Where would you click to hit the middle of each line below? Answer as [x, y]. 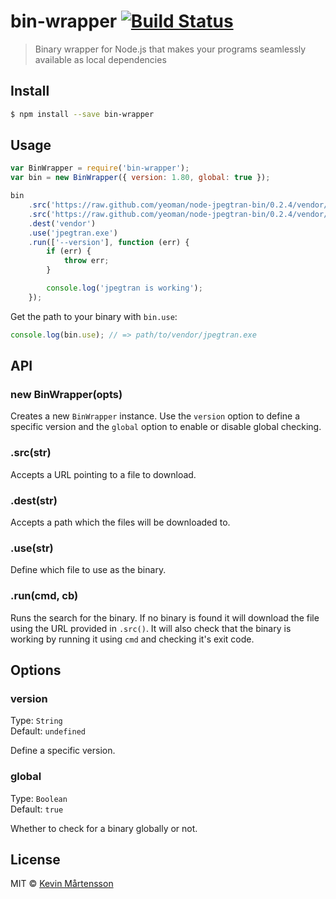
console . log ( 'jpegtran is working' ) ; [124, 288]
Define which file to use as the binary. [88, 570]
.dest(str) [34, 500]
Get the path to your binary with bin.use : [94, 316]
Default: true [37, 809]
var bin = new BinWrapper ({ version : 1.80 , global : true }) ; [140, 178]
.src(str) [31, 453]
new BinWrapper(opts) [66, 394]
